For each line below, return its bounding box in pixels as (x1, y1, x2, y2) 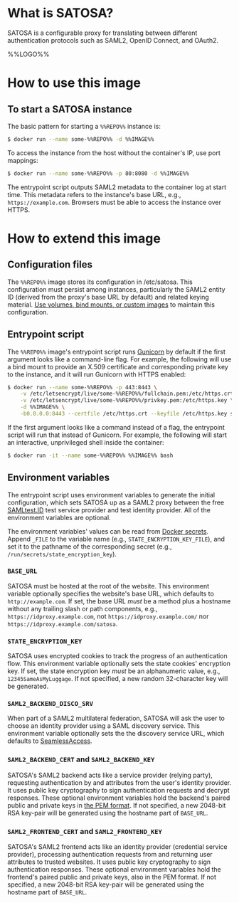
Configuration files (7, 258, 92, 271)
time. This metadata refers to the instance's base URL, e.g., (7, 190, 181, 199)
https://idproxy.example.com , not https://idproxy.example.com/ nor (7, 612, 209, 621)
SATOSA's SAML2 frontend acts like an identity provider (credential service (7, 843, 228, 851)
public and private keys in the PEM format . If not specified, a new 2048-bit (7, 801, 226, 809)
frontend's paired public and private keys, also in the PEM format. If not (7, 873, 217, 882)
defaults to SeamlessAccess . (7, 736, 92, 745)
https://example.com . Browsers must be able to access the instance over (7, 198, 222, 206)
